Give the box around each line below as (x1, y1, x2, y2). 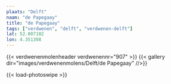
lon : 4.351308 (6, 37, 42, 43)
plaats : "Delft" (6, 8, 47, 15)
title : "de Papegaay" (6, 20, 61, 26)
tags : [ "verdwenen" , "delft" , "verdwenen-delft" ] (6, 25, 133, 32)
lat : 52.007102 (6, 31, 44, 37)
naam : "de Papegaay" (6, 14, 58, 20)
